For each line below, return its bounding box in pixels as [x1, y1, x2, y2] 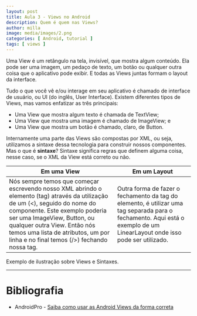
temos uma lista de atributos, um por [9, 228, 110, 236]
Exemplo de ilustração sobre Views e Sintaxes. [6, 258, 119, 265]
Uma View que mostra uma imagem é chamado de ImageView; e [14, 117, 171, 124]
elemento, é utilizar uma [117, 199, 184, 207]
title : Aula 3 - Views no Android [6, 14, 91, 20]
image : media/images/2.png [6, 30, 72, 36]
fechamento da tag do [117, 191, 178, 200]
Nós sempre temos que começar [9, 177, 100, 185]
